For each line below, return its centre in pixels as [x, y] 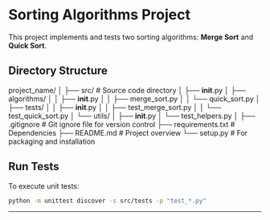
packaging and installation [52, 141]
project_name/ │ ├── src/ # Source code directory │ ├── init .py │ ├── [127, 90]
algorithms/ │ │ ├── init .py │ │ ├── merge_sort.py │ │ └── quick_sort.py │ [134, 99]
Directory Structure [58, 71]
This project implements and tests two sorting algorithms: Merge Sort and [131, 37]
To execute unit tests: [44, 185]
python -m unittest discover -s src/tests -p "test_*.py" [107, 201]
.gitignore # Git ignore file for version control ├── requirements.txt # [122, 124]
